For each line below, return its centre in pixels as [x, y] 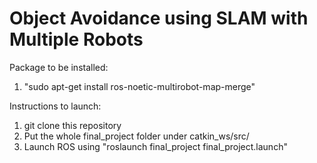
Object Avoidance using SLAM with [159, 18]
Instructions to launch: [55, 106]
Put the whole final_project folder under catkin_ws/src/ [136, 136]
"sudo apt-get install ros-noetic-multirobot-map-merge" [139, 86]
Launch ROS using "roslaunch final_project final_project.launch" [155, 146]
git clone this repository [72, 125]
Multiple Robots [76, 39]
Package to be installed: [59, 67]
